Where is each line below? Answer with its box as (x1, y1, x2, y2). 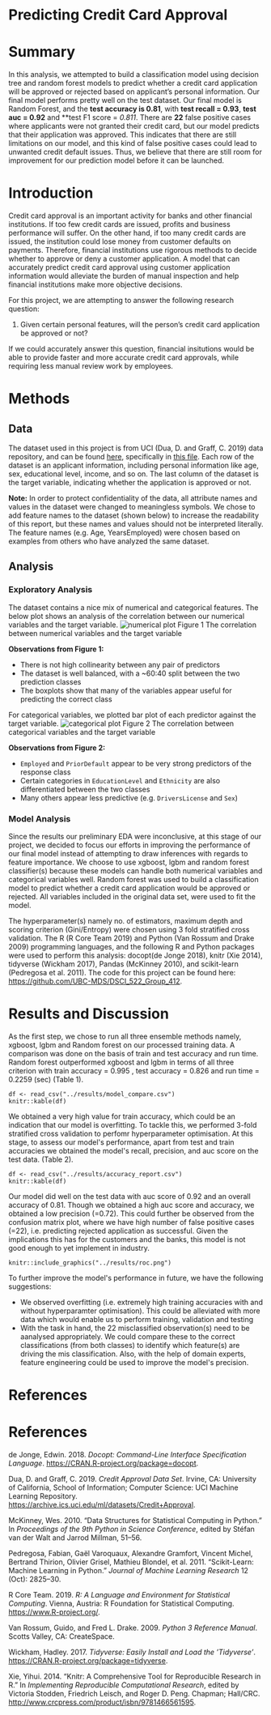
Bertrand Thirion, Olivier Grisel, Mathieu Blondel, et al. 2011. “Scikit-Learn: (8, 1557, 255, 1567)
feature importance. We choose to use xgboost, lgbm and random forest (8, 857, 249, 868)
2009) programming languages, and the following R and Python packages (8, 942, 255, 952)
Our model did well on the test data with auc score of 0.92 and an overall (8, 1191, 251, 1201)
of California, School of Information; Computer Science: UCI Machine (8, 1482, 239, 1492)
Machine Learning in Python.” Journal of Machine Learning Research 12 (8, 1566, 249, 1576)
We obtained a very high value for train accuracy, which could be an (8, 1111, 236, 1121)
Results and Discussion (8, 1005, 170, 1023)
